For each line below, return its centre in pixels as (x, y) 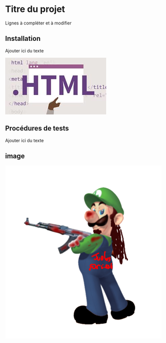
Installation (23, 39)
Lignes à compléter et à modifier (39, 23)
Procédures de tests (37, 128)
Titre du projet (35, 9)
